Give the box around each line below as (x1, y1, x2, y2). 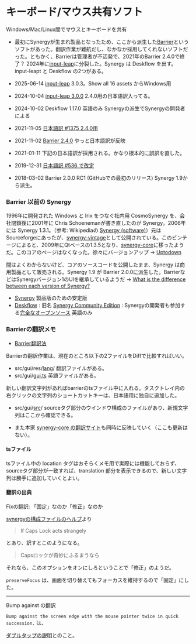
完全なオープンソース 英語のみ (19, 309, 93, 316)
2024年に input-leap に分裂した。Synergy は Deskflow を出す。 (26, 60, 177, 67)
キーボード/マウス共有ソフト (6, 5, 143, 19)
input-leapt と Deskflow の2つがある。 (14, 67, 107, 74)
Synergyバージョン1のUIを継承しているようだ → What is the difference (16, 276, 186, 283)
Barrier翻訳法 (14, 340, 47, 347)
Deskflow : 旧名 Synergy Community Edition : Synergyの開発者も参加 (14, 302, 181, 309)
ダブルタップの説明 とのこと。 (6, 632, 78, 639)
